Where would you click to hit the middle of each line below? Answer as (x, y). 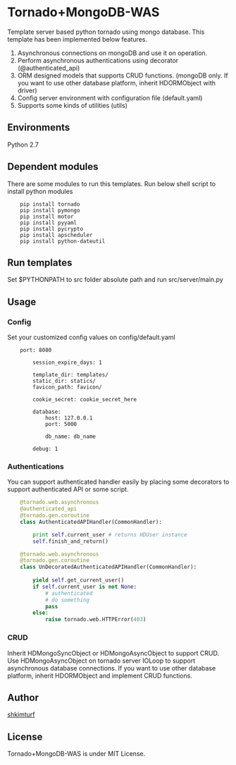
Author (23, 698)
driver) (27, 90)
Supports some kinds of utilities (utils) (73, 105)
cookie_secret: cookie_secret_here (85, 400)
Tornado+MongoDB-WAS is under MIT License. (76, 754)
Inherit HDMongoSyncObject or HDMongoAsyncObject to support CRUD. (113, 653)
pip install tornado (50, 204)
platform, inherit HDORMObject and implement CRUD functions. (100, 675)
